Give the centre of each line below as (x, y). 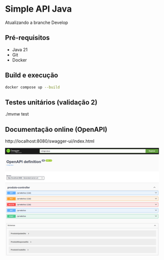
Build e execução (32, 75)
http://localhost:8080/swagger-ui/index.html (50, 141)
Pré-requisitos (28, 38)
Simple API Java (39, 9)
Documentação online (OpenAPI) (56, 130)
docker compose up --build (32, 87)
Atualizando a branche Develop (37, 22)
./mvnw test (17, 114)
